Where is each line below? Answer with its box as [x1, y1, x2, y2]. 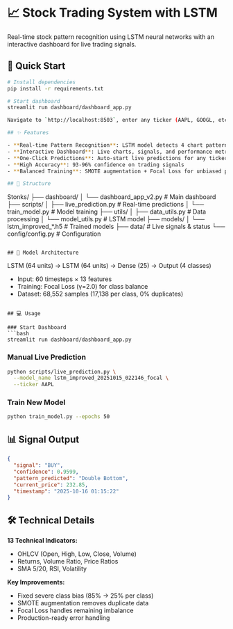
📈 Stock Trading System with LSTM [7, 5, 218, 21]
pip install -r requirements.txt [7, 85, 104, 92]
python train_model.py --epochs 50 [7, 413, 110, 420]
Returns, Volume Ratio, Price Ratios [17, 557, 119, 566]
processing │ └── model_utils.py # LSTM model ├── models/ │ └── [7, 215, 205, 223]
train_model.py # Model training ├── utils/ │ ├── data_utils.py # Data [7, 207, 207, 216]
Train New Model [7, 397, 66, 407]
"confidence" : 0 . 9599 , [13, 468, 79, 475]
